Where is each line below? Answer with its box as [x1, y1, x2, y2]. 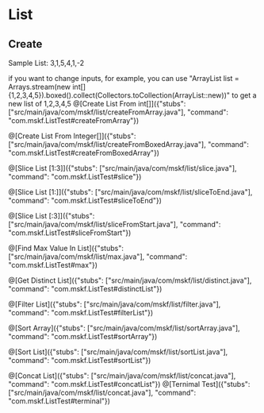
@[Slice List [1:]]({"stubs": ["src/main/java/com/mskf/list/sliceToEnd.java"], [8, 187, 253, 196]
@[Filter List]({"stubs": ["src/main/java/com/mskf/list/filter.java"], [8, 299, 221, 309]
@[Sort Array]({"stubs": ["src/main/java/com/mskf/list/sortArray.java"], [8, 323, 240, 333]
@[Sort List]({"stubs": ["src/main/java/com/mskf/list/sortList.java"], [8, 347, 228, 357]
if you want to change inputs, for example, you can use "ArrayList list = [8, 74, 239, 83]
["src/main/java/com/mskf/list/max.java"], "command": [8, 252, 188, 261]
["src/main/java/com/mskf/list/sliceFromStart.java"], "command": [8, 220, 221, 229]
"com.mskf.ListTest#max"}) [8, 261, 98, 269]
